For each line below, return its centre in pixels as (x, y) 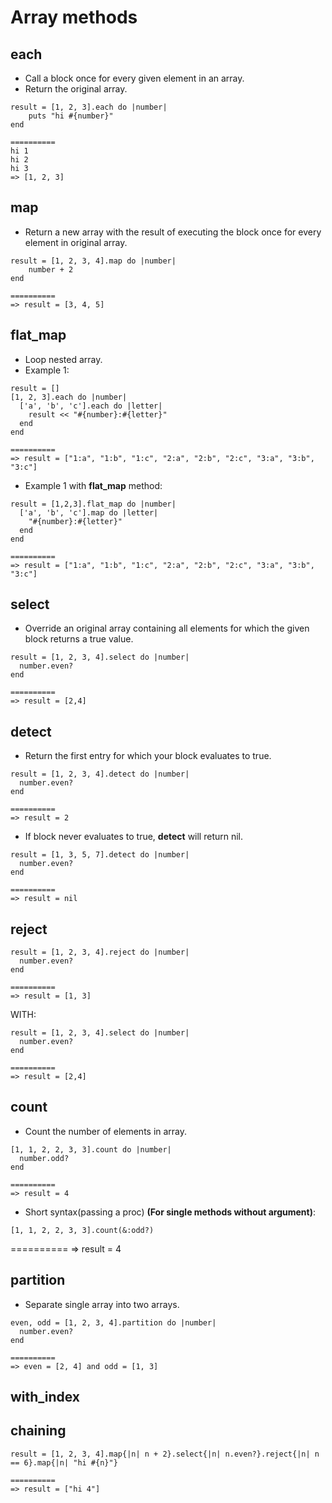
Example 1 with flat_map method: (93, 485)
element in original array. (76, 242)
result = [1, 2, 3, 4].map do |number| (93, 261)
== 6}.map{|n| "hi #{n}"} (64, 1462)
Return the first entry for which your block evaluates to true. (148, 756)
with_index (45, 1397)
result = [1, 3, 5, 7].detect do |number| (100, 855)
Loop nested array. (63, 359)
